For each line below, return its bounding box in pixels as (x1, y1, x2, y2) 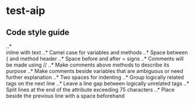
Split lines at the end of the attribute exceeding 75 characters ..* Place (6, 86, 175, 93)
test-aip (6, 4, 46, 17)
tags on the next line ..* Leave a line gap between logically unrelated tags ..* (6, 80, 190, 87)
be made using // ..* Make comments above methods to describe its (6, 61, 169, 68)
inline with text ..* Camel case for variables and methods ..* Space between (6, 49, 188, 56)
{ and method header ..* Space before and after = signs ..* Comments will (6, 55, 184, 62)
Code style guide (6, 27, 69, 37)
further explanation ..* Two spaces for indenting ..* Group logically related (6, 74, 184, 80)
